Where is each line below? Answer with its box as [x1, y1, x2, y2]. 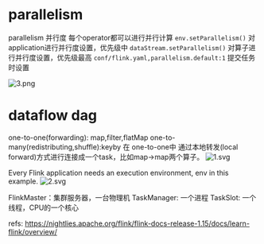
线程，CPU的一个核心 [8, 203, 80, 212]
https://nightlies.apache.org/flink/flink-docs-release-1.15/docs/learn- [25, 219, 250, 228]
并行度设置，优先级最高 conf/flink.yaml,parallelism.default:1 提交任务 [14, 52, 256, 62]
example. [8, 176, 38, 186]
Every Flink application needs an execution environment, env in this [8, 168, 229, 177]
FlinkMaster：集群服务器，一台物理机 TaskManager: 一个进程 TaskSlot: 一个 [8, 192, 257, 202]
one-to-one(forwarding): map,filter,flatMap [8, 133, 149, 142]
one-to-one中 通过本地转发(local [131, 141, 239, 152]
